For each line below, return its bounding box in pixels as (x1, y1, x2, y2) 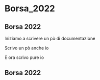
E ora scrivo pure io (4, 54, 44, 60)
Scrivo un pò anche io (4, 45, 49, 51)
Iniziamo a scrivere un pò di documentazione (4, 35, 96, 41)
